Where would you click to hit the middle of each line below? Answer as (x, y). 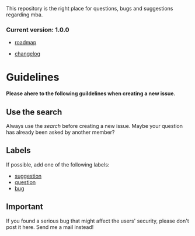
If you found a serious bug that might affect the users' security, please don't (97, 221)
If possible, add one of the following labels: (58, 164)
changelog (27, 54)
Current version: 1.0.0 (38, 30)
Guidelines (33, 77)
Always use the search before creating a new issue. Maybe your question (94, 126)
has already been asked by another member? (60, 132)
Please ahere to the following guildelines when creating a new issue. (91, 93)
